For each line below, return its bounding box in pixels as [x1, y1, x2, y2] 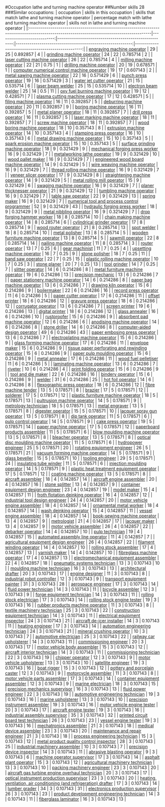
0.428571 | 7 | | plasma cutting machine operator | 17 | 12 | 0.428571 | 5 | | [5, 93, 154, 99]
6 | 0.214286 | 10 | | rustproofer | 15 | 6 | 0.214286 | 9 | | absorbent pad [5, 313, 148, 319]
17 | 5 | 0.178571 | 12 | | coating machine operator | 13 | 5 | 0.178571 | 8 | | [5, 471, 151, 477]
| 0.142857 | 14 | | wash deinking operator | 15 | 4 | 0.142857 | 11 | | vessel [5, 508, 153, 513]
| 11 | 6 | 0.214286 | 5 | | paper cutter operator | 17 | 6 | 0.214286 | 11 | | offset [5, 293, 160, 298]
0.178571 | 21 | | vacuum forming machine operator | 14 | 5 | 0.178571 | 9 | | [5, 450, 155, 456]
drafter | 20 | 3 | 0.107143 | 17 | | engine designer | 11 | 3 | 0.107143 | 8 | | [5, 571, 150, 576]
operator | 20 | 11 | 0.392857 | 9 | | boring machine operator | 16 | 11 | [5, 104, 144, 110]
